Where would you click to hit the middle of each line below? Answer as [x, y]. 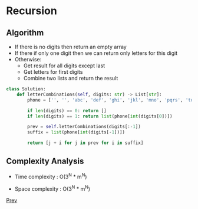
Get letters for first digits [53, 72]
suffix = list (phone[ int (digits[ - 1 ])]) [76, 132]
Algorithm [25, 33]
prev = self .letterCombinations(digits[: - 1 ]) [84, 127]
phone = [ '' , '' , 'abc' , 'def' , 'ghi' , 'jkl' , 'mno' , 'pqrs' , [105, 100]
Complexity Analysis [45, 161]
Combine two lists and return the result [71, 78]
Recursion [32, 11]
